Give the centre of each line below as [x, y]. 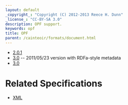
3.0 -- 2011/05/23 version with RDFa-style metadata [67, 58]
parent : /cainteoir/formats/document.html [51, 38]
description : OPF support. [34, 24]
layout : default [22, 10]
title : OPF [17, 33]
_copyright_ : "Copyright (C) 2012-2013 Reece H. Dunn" [64, 15]
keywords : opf [20, 29]
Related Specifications [54, 84]
